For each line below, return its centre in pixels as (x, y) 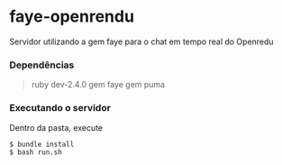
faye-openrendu (72, 17)
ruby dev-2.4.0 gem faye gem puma (98, 85)
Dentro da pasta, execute (56, 127)
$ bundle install (42, 144)
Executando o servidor (60, 108)
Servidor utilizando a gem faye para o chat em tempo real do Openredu (141, 41)
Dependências (42, 65)
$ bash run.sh (36, 152)
